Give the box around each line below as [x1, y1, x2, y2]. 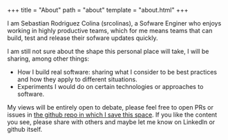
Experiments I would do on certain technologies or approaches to [17, 83, 204, 90]
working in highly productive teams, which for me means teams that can [7, 27, 213, 34]
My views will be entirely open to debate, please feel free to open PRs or [7, 103, 214, 111]
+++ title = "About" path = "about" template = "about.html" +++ [7, 6, 189, 14]
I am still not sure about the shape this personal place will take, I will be [7, 48, 209, 55]
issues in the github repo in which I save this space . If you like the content [7, 110, 218, 119]
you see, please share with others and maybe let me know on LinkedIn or [7, 118, 216, 126]
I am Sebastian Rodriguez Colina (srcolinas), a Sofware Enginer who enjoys [7, 19, 222, 27]
